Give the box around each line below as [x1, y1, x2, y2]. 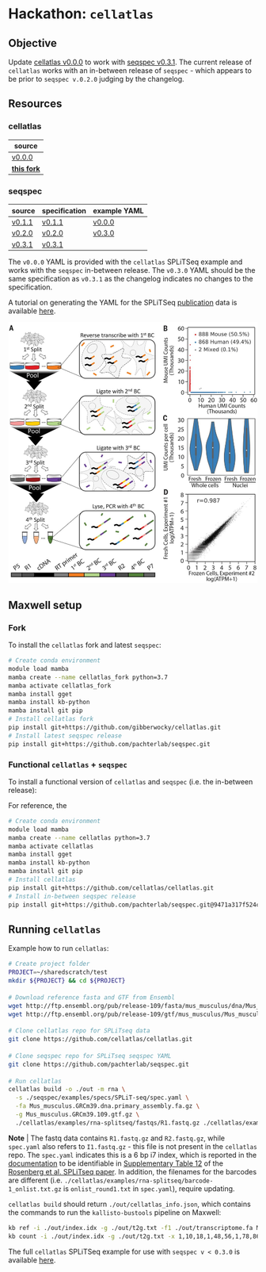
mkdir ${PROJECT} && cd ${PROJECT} [8, 977, 126, 985]
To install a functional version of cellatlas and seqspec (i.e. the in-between [8, 776, 253, 786]
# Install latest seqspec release [8, 731, 123, 740]
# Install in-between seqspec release [8, 892, 136, 900]
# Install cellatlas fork [8, 715, 93, 723]
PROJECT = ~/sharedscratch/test [8, 968, 108, 976]
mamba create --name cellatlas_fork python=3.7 [8, 673, 169, 681]
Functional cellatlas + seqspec [8, 759, 128, 770]
